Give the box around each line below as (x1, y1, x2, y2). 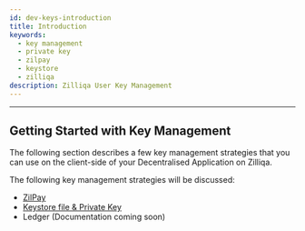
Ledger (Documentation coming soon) (22, 211, 166, 223)
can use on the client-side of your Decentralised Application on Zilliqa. (9, 156, 272, 168)
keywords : (9, 30, 47, 39)
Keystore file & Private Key (22, 202, 123, 213)
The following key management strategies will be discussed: (9, 175, 236, 186)
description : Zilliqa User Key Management (9, 81, 172, 90)
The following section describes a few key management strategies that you (9, 147, 290, 158)
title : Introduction (9, 22, 88, 31)
